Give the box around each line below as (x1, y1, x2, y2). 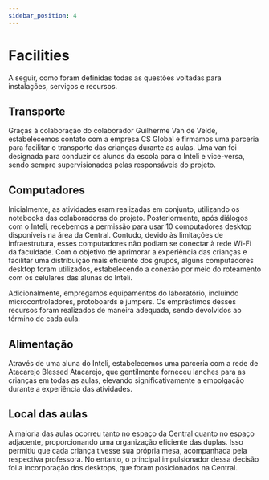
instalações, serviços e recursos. (8, 81, 118, 91)
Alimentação (8, 337, 74, 351)
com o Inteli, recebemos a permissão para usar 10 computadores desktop (8, 222, 252, 231)
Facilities (8, 46, 70, 64)
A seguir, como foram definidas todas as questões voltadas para (8, 73, 222, 83)
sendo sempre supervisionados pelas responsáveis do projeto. (8, 160, 216, 169)
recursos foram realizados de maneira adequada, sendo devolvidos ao (8, 306, 243, 315)
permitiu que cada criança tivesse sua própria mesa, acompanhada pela (8, 445, 247, 455)
